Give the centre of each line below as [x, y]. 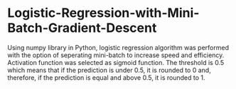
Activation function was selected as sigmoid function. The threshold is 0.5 [116, 62]
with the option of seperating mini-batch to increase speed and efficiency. [116, 55]
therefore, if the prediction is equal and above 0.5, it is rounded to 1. [106, 77]
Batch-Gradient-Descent [82, 28]
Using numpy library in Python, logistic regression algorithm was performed [118, 47]
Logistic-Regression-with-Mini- [103, 13]
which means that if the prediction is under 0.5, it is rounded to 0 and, [109, 70]
